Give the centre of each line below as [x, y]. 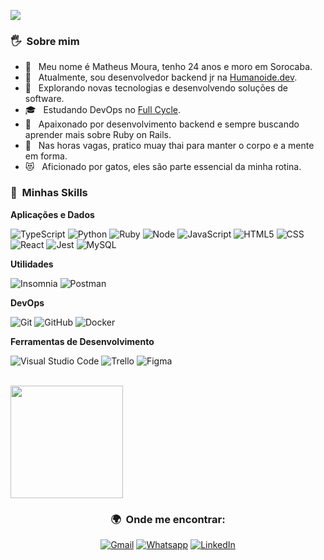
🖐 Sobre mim [45, 41]
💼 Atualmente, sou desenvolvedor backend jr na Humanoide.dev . [161, 77]
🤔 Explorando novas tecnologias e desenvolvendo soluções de [156, 88]
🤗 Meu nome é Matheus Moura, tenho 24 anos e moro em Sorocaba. [168, 67]
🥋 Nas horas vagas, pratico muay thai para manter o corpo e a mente [169, 146]
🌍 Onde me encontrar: [168, 519]
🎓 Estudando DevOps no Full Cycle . [102, 110]
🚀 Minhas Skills [49, 193]
